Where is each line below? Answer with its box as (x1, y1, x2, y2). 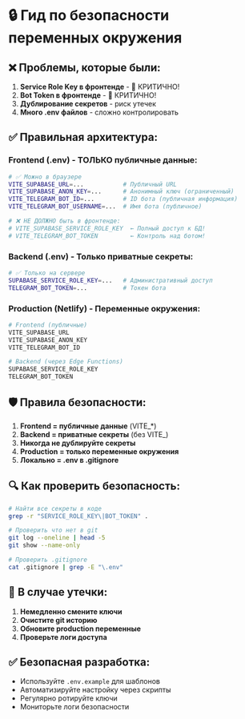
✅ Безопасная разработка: (8, 655, 151, 669)
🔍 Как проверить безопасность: (8, 480, 180, 493)
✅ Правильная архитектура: (8, 131, 159, 144)
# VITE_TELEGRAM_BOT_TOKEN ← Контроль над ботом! (8, 231, 206, 240)
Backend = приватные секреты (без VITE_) (19, 429, 169, 439)
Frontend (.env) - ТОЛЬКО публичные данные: (8, 155, 198, 166)
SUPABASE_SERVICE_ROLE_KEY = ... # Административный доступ (8, 276, 214, 284)
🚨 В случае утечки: (8, 585, 108, 599)
